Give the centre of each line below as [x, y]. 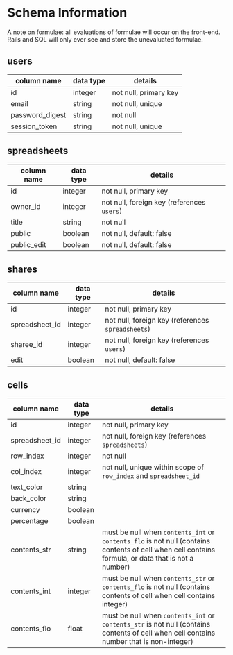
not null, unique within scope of [153, 468]
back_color [29, 499]
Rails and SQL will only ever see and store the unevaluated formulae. [105, 39]
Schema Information [67, 13]
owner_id [26, 206]
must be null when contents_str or [158, 579]
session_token [34, 126]
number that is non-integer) [147, 642]
